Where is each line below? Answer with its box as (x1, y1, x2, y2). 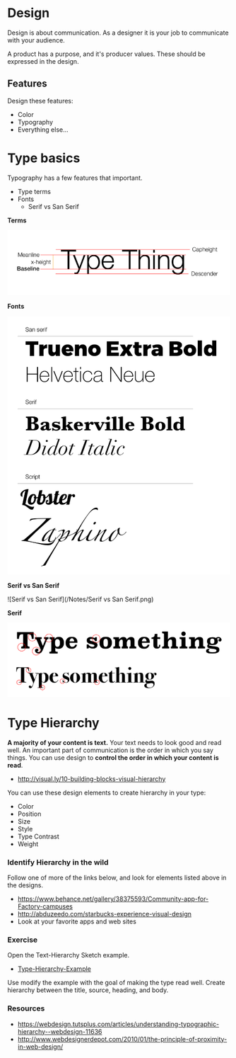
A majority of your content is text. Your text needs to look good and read (7, 738, 222, 746)
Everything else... (17, 125, 69, 134)
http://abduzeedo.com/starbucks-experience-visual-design (17, 910, 192, 918)
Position (17, 809, 42, 818)
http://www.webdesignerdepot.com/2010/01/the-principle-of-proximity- (17, 1035, 228, 1043)
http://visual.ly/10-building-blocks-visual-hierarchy (17, 774, 166, 783)
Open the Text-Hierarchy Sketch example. (7, 951, 130, 960)
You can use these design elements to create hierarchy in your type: (7, 788, 206, 797)
